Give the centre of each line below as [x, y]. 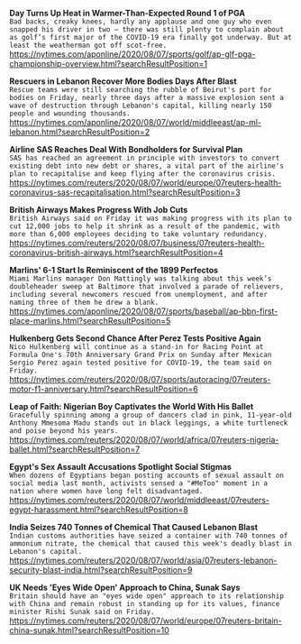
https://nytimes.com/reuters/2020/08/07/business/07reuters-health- [137, 243]
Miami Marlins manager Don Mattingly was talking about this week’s [141, 279]
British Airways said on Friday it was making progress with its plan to [151, 218]
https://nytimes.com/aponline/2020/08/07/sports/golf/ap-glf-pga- [132, 54]
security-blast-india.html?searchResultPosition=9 [101, 570]
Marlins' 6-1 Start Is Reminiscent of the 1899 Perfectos [114, 270]
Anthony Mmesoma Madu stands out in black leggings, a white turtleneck [149, 423]
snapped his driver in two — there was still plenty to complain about [146, 30]
